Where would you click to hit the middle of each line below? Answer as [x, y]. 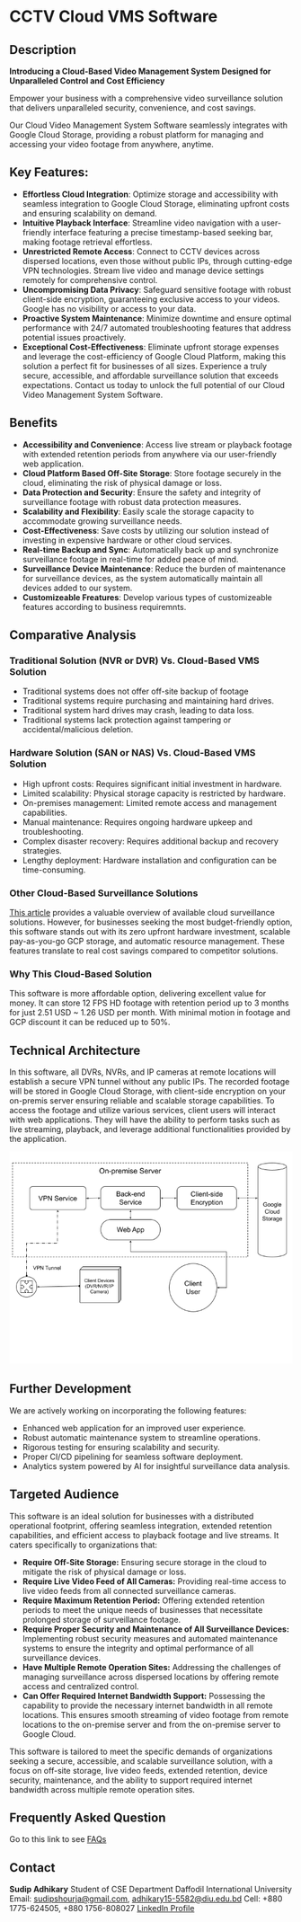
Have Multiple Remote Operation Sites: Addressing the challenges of [151, 1667]
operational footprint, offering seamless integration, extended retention [141, 1526]
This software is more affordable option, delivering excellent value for [138, 994]
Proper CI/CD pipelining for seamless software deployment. [133, 1457]
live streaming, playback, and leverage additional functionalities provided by [150, 1129]
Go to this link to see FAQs [58, 1839]
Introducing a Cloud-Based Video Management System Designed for [140, 71]
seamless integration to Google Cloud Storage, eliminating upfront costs [156, 203]
